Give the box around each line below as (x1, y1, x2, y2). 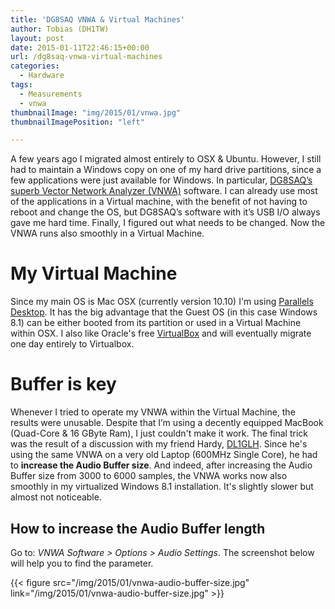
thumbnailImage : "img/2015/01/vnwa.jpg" (10, 107, 182, 118)
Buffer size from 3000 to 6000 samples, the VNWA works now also (10, 470, 288, 482)
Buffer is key (10, 373, 117, 396)
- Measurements (19, 89, 83, 99)
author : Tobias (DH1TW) (10, 24, 110, 34)
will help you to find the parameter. (10, 557, 154, 569)
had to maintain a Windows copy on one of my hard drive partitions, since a (10, 164, 322, 176)
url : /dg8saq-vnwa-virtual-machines (10, 52, 163, 62)
